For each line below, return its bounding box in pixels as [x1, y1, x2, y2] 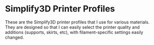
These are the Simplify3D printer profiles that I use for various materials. [5, 19, 150, 25]
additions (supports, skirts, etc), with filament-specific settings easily [5, 29, 143, 35]
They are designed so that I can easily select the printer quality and [5, 24, 140, 30]
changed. [5, 34, 24, 40]
